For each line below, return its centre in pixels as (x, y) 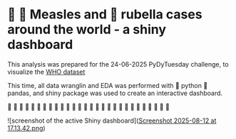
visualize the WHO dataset (46, 72)
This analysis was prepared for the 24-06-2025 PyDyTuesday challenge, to (118, 64)
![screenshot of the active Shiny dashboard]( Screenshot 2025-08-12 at (112, 121)
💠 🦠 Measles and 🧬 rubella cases (105, 15)
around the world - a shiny (87, 29)
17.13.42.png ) (26, 128)
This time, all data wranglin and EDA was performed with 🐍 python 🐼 (108, 85)
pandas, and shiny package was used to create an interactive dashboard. (115, 93)
